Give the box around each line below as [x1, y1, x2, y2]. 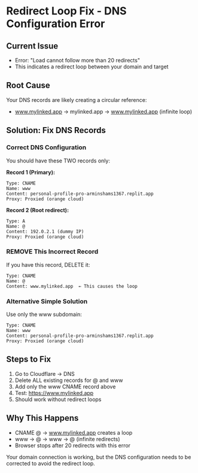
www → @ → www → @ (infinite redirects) [14, 435, 121, 442]
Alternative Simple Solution [6, 297, 88, 305]
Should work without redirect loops [14, 396, 102, 403]
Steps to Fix [6, 354, 51, 364]
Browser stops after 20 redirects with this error [14, 442, 130, 449]
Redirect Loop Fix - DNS [6, 4, 127, 18]
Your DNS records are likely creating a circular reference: [6, 96, 147, 103]
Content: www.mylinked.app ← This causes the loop [6, 283, 138, 289]
